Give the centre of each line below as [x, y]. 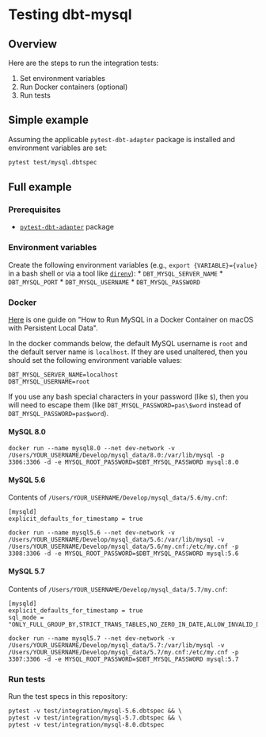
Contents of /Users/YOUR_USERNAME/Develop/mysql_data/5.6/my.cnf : [118, 497]
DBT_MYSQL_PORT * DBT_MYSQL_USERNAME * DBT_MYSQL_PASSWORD [104, 282]
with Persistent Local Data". [53, 328]
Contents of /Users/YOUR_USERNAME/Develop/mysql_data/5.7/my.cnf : [118, 588]
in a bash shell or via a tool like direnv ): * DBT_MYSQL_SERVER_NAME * [116, 273]
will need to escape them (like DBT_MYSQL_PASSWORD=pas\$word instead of [125, 405]
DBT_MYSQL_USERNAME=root [49, 382]
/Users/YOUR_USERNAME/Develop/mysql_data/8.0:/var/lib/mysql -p [116, 455]
